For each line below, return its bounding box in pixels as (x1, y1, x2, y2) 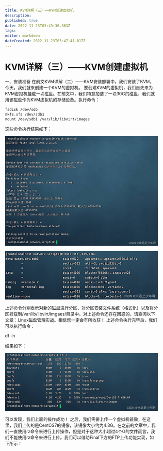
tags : (5, 28, 16, 33)
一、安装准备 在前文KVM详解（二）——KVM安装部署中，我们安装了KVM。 (5, 78, 154, 84)
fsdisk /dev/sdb (5, 107, 38, 112)
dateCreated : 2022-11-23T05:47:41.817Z (5, 39, 86, 44)
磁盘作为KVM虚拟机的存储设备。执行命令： (13, 97, 100, 102)
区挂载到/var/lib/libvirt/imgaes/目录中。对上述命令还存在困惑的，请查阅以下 (5, 311, 156, 317)
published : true (5, 18, 38, 23)
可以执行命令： (5, 323, 35, 329)
